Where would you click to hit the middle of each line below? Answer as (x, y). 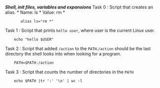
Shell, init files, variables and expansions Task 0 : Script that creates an (79, 7)
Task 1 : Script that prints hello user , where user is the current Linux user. (80, 30)
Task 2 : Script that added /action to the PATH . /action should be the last (78, 48)
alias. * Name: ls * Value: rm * (35, 12)
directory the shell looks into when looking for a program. (63, 54)
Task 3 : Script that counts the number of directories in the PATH (69, 72)
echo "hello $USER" (34, 39)
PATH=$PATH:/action (34, 63)
